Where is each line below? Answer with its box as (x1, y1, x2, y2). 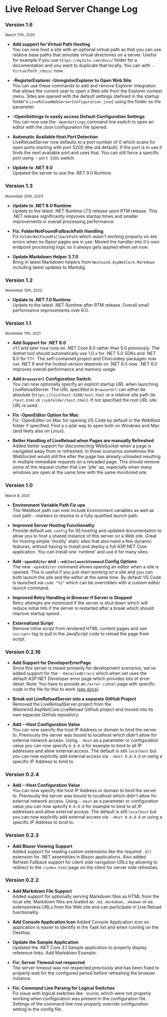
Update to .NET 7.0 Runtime (12, 297, 71, 303)
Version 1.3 (5, 182, 33, 189)
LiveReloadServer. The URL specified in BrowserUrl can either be (12, 386, 146, 392)
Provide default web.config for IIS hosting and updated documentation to (12, 527, 162, 533)
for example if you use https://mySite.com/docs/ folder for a (12, 57, 137, 63)
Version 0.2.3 (5, 832, 39, 839)
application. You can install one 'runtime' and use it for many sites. (12, 548, 149, 554)
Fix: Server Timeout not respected (12, 959, 85, 965)
